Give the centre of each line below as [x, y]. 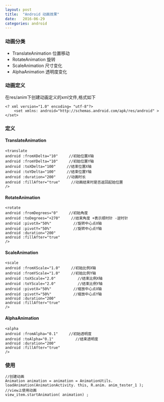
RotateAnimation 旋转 [34, 59]
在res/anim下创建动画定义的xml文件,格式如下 [50, 97]
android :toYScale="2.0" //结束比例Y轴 [54, 284]
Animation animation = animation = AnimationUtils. [59, 381]
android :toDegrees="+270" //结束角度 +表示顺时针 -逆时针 [67, 218]
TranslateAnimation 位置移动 [41, 53]
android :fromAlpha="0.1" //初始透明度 [48, 334]
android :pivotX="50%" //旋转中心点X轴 [54, 224]
